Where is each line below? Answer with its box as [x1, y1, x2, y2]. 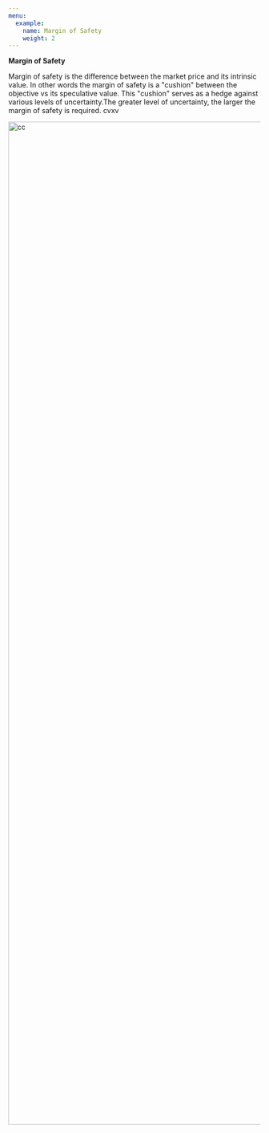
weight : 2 [22, 34, 56, 43]
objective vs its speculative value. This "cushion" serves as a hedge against [8, 89, 259, 99]
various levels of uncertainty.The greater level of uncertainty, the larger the [8, 97, 256, 107]
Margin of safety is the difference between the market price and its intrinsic [8, 71, 258, 81]
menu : [8, 11, 26, 20]
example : [15, 19, 45, 27]
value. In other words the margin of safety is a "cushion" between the [8, 80, 238, 90]
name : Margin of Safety [22, 26, 102, 35]
